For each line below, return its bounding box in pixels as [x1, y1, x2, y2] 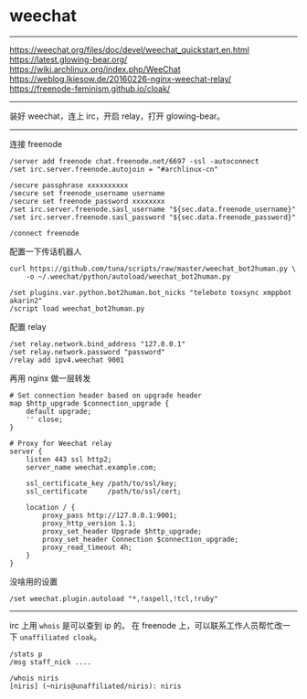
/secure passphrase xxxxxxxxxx [9, 180, 129, 190]
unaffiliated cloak [19, 632, 94, 642]
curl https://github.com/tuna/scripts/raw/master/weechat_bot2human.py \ [9, 264, 297, 273]
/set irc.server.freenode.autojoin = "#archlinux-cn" [9, 164, 219, 174]
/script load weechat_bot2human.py [9, 303, 145, 313]
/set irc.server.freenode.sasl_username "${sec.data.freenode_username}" [9, 205, 297, 214]
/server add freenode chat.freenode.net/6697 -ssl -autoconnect [9, 156, 259, 165]
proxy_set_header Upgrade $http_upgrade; [42, 526, 203, 535]
